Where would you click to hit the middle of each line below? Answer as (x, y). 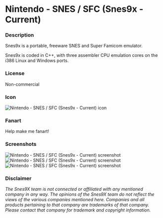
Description (20, 35)
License (15, 74)
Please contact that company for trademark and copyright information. (78, 210)
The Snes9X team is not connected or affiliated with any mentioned (74, 189)
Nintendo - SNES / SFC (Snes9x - (74, 9)
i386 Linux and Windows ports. (37, 61)
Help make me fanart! (27, 131)
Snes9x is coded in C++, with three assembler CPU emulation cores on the (81, 55)
